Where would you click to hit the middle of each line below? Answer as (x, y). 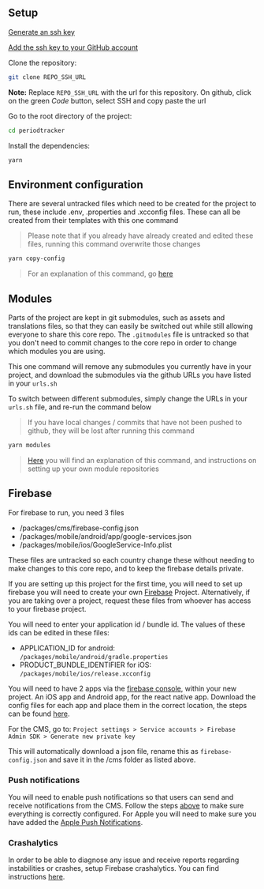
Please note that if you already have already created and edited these (140, 235)
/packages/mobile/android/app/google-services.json (105, 536)
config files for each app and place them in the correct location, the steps (128, 705)
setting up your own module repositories (93, 469)
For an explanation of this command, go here (100, 274)
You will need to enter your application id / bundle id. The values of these (127, 624)
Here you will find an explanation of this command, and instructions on (142, 460)
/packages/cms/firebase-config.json (79, 528)
